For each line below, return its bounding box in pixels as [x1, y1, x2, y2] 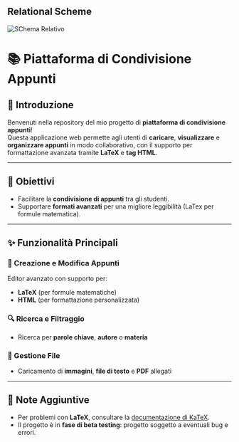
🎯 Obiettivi [7, 176, 55, 188]
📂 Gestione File [7, 350, 60, 360]
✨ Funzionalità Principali [7, 237, 119, 249]
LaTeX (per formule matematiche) [17, 288, 117, 297]
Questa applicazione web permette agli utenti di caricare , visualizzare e [7, 133, 221, 142]
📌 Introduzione [7, 99, 74, 111]
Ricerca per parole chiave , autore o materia [17, 332, 148, 341]
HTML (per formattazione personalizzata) [17, 295, 140, 305]
